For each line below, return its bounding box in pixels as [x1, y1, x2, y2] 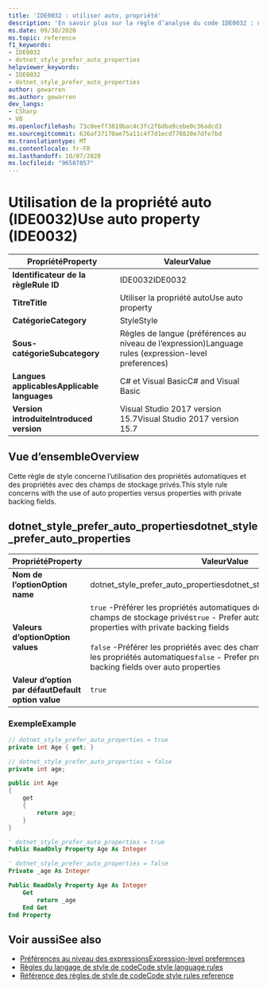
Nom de [12, 569, 43, 580]
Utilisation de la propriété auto [8, 194, 212, 211]
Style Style [119, 315, 158, 326]
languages [12, 391, 53, 402]
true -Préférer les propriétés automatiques [90, 601, 251, 612]
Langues [12, 371, 46, 382]
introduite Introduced [12, 414, 93, 425]
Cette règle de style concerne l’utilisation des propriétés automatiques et [8, 471, 246, 480]
